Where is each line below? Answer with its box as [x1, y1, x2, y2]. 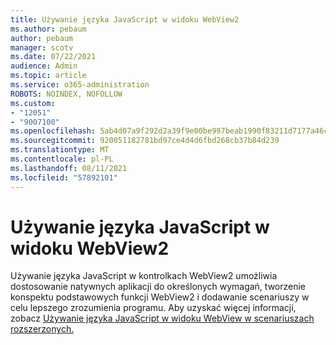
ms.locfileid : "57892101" [10, 172, 118, 183]
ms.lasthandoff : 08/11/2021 [10, 163, 128, 173]
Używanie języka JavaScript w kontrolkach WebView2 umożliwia [10, 270, 278, 282]
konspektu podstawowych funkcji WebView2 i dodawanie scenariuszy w [10, 291, 310, 303]
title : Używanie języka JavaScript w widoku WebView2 [10, 14, 240, 25]
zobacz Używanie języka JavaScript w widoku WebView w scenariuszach [10, 312, 315, 325]
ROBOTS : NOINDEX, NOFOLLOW [10, 89, 123, 99]
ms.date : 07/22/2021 [10, 52, 97, 62]
